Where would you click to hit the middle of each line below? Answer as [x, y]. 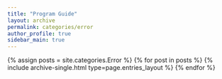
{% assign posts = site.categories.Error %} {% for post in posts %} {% [110, 60]
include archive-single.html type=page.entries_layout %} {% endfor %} [111, 68]
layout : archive [31, 20]
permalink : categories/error [50, 27]
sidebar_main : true [36, 40]
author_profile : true [39, 34]
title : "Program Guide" [43, 14]
